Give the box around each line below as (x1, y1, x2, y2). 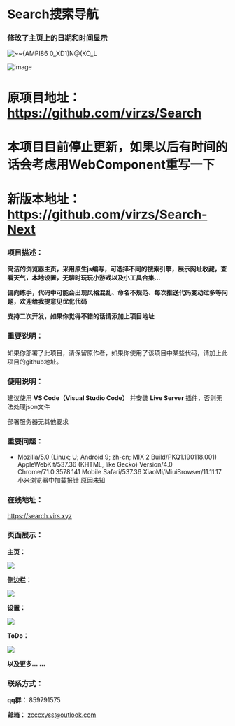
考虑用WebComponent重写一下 (31, 157, 215, 172)
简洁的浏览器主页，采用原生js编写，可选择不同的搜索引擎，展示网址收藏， (7, 265, 221, 273)
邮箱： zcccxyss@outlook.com (7, 711, 97, 719)
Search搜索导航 (7, 6, 99, 22)
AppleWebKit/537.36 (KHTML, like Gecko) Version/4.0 (17, 460, 173, 469)
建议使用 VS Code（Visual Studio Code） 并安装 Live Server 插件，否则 (7, 393, 217, 402)
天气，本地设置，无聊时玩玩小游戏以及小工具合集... (13, 273, 161, 282)
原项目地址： (7, 90, 82, 106)
